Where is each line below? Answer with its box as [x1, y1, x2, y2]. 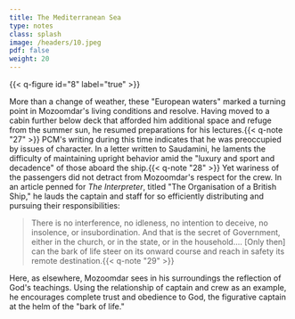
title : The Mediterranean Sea [9, 12, 122, 22]
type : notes [9, 21, 53, 30]
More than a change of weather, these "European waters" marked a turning [9, 96, 286, 107]
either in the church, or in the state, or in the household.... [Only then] [30, 237, 286, 247]
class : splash [9, 29, 62, 38]
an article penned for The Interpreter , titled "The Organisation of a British [9, 182, 277, 192]
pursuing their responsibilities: [9, 200, 120, 210]
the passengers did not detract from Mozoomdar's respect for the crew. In [9, 172, 283, 183]
